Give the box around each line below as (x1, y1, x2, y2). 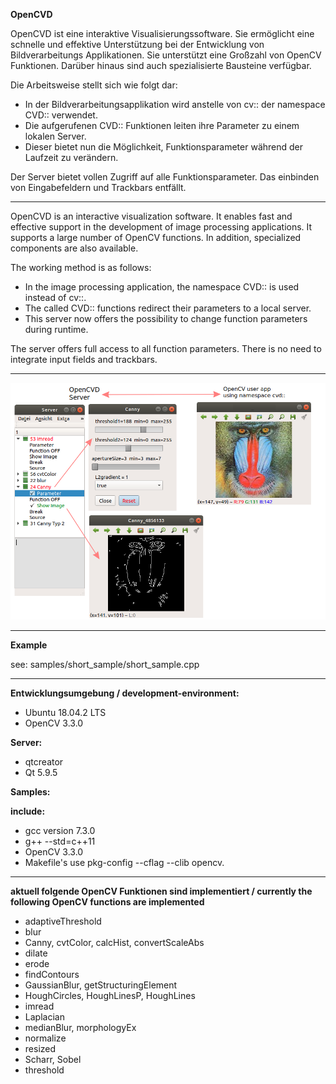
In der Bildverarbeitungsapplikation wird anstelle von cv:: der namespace (24, 99, 326, 110)
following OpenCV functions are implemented (10, 896, 205, 908)
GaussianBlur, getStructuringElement (24, 979, 178, 991)
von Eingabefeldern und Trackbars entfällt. (10, 182, 187, 193)
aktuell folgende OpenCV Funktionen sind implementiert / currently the (10, 885, 313, 898)
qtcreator (24, 756, 64, 768)
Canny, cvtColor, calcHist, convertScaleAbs (24, 937, 205, 949)
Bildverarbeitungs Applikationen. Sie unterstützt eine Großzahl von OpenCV (10, 49, 322, 61)
